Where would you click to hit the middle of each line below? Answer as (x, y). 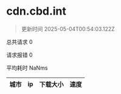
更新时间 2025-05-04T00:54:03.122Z (68, 29)
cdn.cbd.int (36, 11)
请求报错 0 (19, 55)
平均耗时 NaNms (27, 68)
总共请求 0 (19, 42)
